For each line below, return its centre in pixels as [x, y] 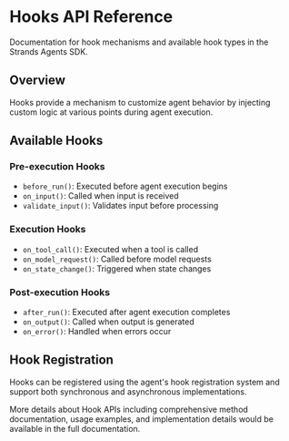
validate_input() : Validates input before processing [120, 206]
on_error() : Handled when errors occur [97, 332]
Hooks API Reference [91, 17]
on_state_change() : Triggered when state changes [117, 268]
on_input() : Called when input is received [100, 196]
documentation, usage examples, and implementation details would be [142, 419]
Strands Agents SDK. [49, 51]
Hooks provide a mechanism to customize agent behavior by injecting [140, 102]
